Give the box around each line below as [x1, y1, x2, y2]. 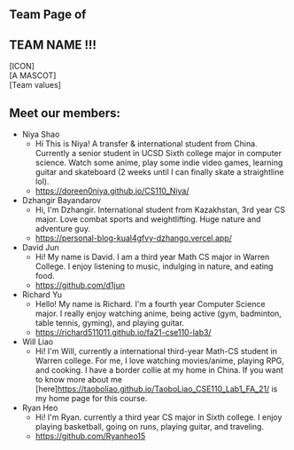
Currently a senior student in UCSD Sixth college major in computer [35, 148, 282, 159]
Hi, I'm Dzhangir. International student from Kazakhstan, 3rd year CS [35, 204, 286, 216]
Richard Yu [21, 289, 63, 300]
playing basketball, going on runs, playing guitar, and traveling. [35, 422, 264, 432]
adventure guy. [35, 224, 91, 234]
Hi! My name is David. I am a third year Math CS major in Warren [35, 252, 270, 263]
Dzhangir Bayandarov [21, 195, 102, 206]
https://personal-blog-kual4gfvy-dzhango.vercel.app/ [35, 233, 233, 243]
